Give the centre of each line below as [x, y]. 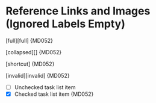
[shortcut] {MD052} [30, 64]
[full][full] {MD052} [30, 40]
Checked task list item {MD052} [54, 94]
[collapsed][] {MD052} [34, 52]
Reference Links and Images [78, 11]
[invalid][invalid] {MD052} [38, 75]
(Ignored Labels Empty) [66, 24]
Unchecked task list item [45, 87]
